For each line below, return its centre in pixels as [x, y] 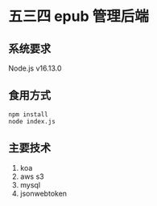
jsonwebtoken [43, 193]
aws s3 [32, 176]
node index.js [32, 121]
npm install [28, 114]
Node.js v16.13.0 [35, 68]
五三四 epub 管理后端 [78, 16]
